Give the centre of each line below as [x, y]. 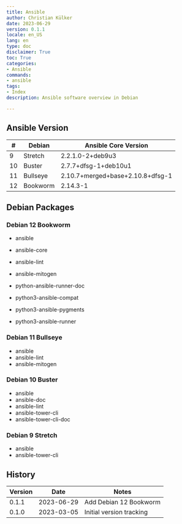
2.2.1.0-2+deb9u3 [88, 155]
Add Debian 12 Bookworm [123, 502]
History [21, 475]
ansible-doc [30, 399]
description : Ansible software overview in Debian [72, 98]
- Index [16, 92]
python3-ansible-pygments [50, 310]
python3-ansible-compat [47, 298]
